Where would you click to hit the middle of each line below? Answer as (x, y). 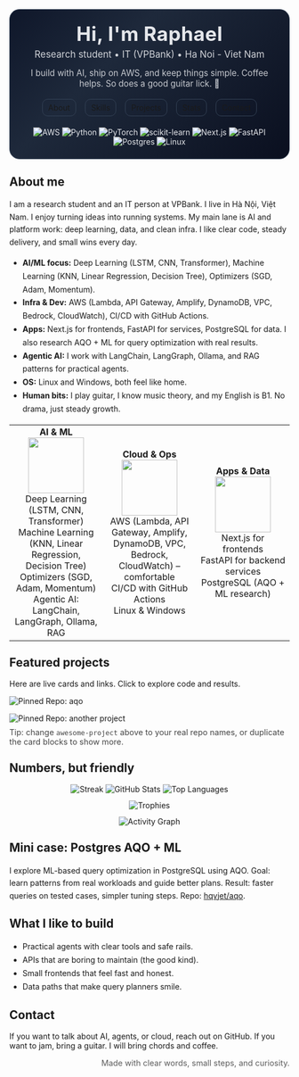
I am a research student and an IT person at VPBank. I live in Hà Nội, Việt (142, 204)
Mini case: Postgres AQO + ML (96, 848)
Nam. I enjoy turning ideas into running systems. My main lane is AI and (140, 217)
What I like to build (61, 923)
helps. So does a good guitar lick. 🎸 (149, 83)
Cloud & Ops (149, 454)
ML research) (243, 593)
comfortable (149, 576)
